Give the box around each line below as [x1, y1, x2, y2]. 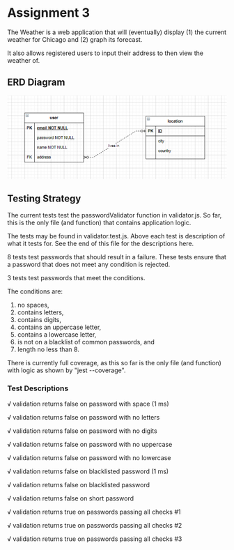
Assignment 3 [7, 5, 91, 21]
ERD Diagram [7, 77, 65, 89]
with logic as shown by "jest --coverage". [7, 366, 126, 374]
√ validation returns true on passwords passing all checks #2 [7, 521, 182, 529]
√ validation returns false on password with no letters [7, 413, 160, 421]
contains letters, [17, 308, 64, 316]
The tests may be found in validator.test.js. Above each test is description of [7, 232, 226, 240]
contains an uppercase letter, [17, 323, 102, 332]
